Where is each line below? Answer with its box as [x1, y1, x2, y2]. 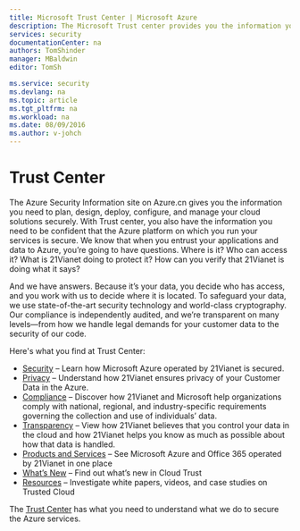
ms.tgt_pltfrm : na [9, 104, 78, 113]
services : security [9, 29, 82, 38]
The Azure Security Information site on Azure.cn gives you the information [9, 197, 283, 207]
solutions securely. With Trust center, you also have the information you [9, 215, 273, 226]
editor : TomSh [9, 63, 62, 72]
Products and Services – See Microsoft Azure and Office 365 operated [21, 448, 282, 459]
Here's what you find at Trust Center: [9, 345, 146, 356]
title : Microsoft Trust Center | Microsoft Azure [9, 13, 198, 22]
